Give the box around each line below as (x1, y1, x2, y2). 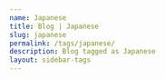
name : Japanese (9, 13, 67, 23)
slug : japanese (9, 30, 67, 39)
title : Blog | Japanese (9, 22, 100, 31)
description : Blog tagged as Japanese (9, 47, 156, 56)
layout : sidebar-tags (9, 55, 92, 64)
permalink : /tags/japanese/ (9, 38, 116, 48)
